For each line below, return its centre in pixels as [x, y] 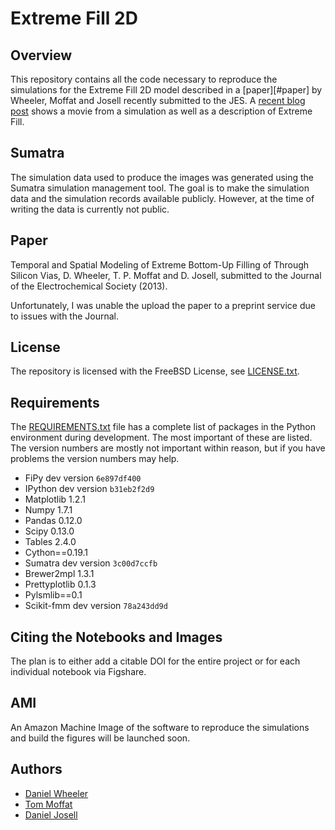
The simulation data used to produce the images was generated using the [162, 177]
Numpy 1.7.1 [48, 510]
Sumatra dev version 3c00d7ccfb [91, 563]
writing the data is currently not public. [90, 209]
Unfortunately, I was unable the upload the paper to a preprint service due [163, 305]
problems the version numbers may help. [95, 459]
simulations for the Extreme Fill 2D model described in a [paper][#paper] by [166, 90]
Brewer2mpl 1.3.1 [59, 574]
